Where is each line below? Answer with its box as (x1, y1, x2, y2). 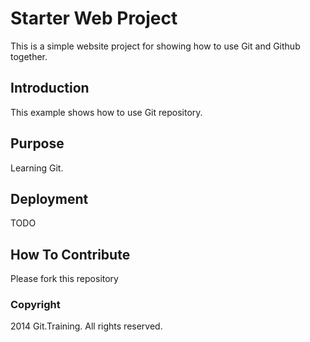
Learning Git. (10, 162, 64, 174)
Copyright (10, 298, 61, 312)
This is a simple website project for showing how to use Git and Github (10, 40, 301, 52)
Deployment (10, 190, 89, 207)
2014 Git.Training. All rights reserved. (10, 320, 163, 332)
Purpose (10, 135, 65, 152)
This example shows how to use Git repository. (10, 106, 203, 118)
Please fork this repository (10, 273, 119, 285)
